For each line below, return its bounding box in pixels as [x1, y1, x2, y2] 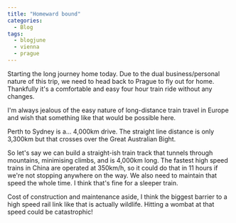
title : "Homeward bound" [7, 10, 81, 18]
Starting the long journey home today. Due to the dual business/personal [7, 69, 220, 78]
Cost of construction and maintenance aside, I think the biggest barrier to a [7, 192, 227, 201]
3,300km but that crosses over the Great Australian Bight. [7, 134, 176, 143]
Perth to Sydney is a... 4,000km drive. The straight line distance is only [7, 127, 215, 136]
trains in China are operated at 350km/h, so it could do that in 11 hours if [7, 163, 218, 172]
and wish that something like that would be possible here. [7, 113, 176, 121]
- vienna [14, 43, 40, 50]
